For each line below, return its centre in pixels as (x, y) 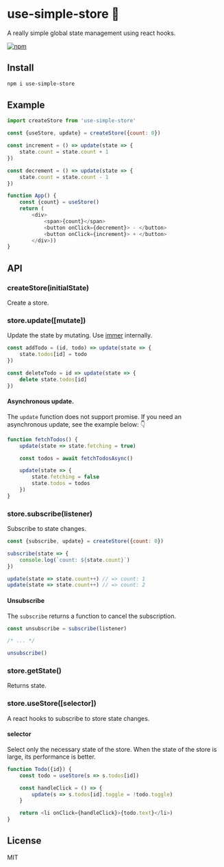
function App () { (32, 196)
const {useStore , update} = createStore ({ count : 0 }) (84, 133)
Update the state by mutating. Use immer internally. (80, 335)
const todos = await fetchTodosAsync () (76, 458)
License (24, 841)
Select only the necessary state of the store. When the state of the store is (112, 749)
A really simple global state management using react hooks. (91, 33)
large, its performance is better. (51, 757)
